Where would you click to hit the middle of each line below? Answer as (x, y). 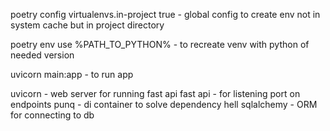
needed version (42, 55)
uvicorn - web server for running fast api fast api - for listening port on (155, 93)
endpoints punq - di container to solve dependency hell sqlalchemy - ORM (164, 104)
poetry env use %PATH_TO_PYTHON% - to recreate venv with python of (160, 44)
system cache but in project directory (87, 25)
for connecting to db (52, 115)
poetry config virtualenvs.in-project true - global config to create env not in (165, 14)
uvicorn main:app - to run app (72, 74)
